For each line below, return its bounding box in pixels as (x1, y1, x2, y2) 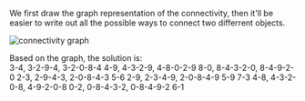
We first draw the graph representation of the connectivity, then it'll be (9, 8, 274, 18)
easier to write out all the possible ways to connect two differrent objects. (9, 17, 286, 28)
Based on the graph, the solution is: (9, 53, 143, 63)
